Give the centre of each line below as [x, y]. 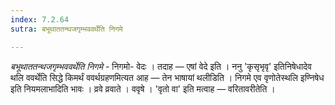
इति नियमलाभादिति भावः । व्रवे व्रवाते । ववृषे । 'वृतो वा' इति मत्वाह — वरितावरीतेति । [143, 88]
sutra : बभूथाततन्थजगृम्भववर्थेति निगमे [66, 29]
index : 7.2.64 [40, 19]
